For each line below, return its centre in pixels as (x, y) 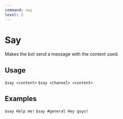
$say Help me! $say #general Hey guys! (47, 111)
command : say (19, 10)
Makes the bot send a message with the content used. (62, 54)
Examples (21, 98)
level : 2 (14, 15)
